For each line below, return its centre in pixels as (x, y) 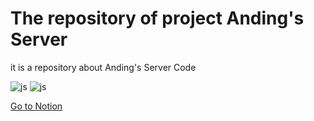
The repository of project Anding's (157, 18)
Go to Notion (36, 106)
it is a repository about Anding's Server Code (103, 67)
